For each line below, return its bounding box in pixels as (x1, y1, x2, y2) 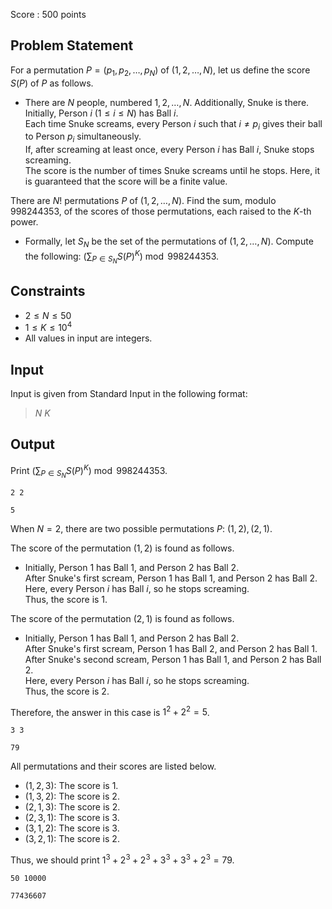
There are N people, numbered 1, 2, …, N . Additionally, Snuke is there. (24, 96, 310, 108)
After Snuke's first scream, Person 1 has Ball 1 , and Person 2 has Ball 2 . (24, 572, 318, 584)
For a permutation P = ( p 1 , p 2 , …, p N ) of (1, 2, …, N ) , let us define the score (10, 64, 311, 78)
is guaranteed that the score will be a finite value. (24, 175, 228, 188)
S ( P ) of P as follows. (10, 77, 94, 89)
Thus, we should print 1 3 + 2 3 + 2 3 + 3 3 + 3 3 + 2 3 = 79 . (10, 852, 235, 866)
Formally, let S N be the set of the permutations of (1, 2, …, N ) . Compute (24, 235, 314, 249)
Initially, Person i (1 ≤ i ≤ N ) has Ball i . (24, 107, 179, 119)
